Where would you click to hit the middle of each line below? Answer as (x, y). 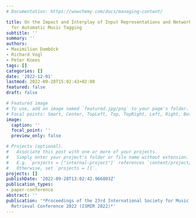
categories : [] (24, 71)
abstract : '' (22, 195)
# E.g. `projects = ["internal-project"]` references (75, 162)
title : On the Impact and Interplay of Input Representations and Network (99, 22)
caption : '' (26, 125)
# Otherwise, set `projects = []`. (52, 168)
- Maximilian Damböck (32, 49)
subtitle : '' (22, 33)
